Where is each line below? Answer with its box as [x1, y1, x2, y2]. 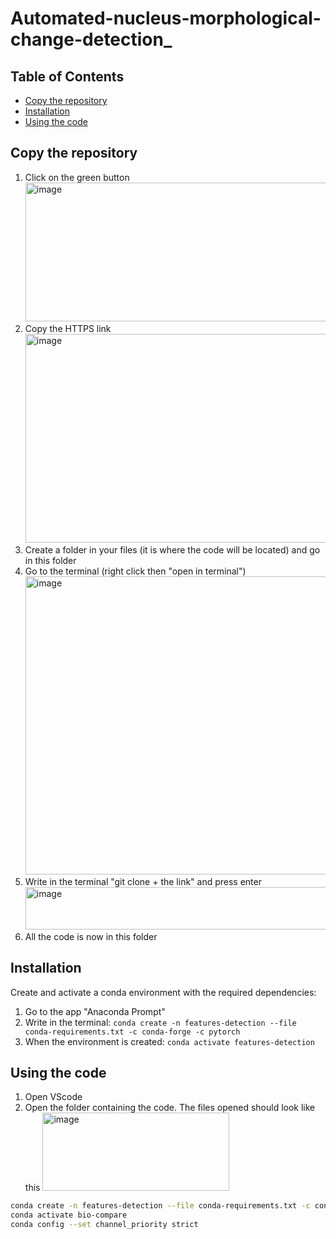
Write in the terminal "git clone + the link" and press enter [24, 875, 262, 887]
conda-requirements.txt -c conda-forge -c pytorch [24, 1027, 241, 1037]
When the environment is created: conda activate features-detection [24, 1035, 315, 1047]
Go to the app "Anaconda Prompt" [24, 1005, 166, 1017]
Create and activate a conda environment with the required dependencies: [10, 986, 317, 998]
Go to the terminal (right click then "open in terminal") [24, 565, 247, 577]
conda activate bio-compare [10, 1210, 128, 1221]
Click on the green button [24, 171, 130, 183]
